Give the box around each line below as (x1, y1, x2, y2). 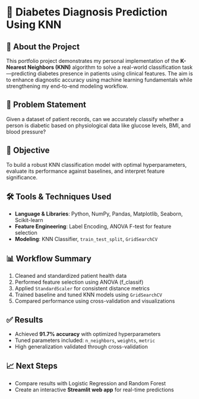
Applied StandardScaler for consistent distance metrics (14, 285, 150, 292)
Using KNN (6, 18, 62, 31)
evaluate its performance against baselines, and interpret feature (6, 167, 165, 175)
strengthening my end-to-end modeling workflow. (6, 83, 128, 90)
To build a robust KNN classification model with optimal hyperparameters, (6, 161, 187, 168)
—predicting (6, 70, 37, 77)
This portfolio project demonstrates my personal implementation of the (6, 58, 179, 64)
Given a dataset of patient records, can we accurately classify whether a (6, 115, 184, 122)
